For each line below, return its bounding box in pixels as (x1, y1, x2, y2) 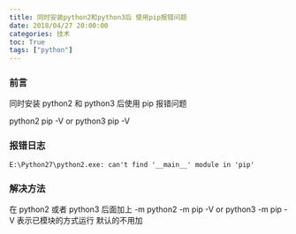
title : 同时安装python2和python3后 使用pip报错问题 (9, 12, 187, 22)
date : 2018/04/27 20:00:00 (9, 21, 109, 30)
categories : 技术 (9, 29, 71, 38)
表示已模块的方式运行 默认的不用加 (16, 215, 143, 226)
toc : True (9, 37, 46, 47)
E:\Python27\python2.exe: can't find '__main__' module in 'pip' (9, 160, 254, 169)
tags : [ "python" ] (9, 46, 73, 55)
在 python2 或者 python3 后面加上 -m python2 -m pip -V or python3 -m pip (9, 204, 283, 215)
